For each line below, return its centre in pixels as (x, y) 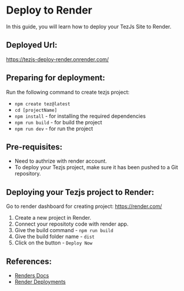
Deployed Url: (32, 45)
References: (29, 261)
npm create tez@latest (42, 104)
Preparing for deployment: (56, 78)
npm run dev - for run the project (54, 128)
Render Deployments (40, 282)
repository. (28, 174)
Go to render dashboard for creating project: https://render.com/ (84, 206)
